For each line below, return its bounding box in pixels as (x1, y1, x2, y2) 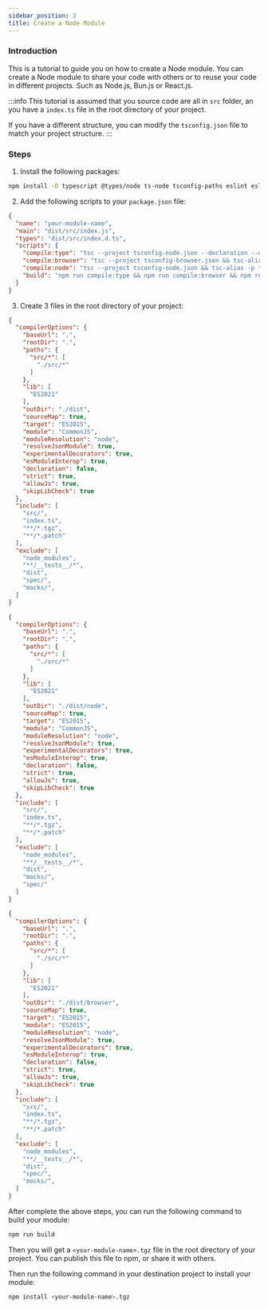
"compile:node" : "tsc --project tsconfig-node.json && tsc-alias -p (22, 265, 255, 273)
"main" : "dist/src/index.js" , (15, 227, 116, 235)
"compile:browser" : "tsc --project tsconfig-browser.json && (22, 257, 230, 265)
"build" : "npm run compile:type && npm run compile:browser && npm (22, 271, 251, 280)
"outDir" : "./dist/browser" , (22, 999, 120, 1007)
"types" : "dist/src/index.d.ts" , (15, 234, 127, 242)
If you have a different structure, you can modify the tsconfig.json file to (8, 120, 249, 129)
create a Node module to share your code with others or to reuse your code (8, 72, 257, 82)
